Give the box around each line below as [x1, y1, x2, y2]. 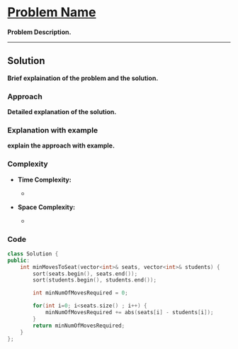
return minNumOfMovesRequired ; [33, 322, 125, 329]
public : [7, 257, 30, 264]
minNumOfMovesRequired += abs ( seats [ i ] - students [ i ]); [45, 309, 214, 316]
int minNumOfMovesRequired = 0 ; [33, 289, 129, 297]
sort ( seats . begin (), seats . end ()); [33, 270, 138, 277]
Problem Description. [7, 28, 72, 36]
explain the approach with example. [7, 141, 115, 150]
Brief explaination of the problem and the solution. [7, 74, 159, 82]
